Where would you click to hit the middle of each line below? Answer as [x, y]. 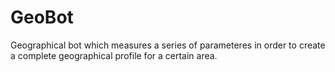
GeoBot [42, 17]
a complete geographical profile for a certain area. [114, 55]
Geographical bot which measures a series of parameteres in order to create [168, 45]
